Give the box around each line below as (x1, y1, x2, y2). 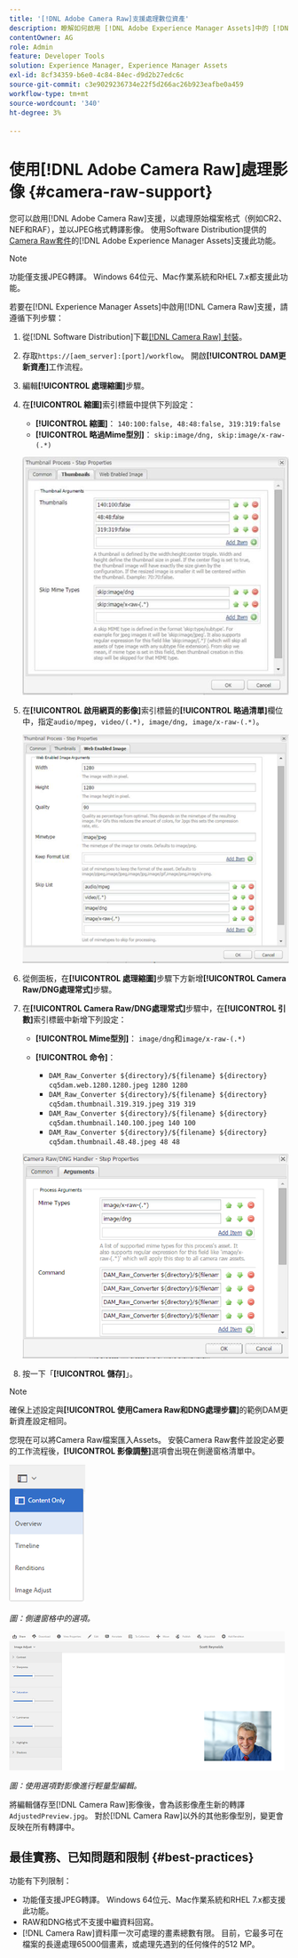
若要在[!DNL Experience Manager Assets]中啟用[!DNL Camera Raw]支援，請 (9, 302, 288, 312)
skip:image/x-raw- (216, 431, 286, 440)
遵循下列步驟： (9, 312, 64, 324)
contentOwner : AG (9, 33, 74, 42)
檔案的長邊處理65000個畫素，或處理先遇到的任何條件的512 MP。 (21, 1938, 260, 1949)
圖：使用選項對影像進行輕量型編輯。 (9, 1780, 142, 1792)
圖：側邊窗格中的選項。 (9, 1613, 95, 1624)
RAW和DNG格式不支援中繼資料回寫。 (21, 1916, 159, 1927)
